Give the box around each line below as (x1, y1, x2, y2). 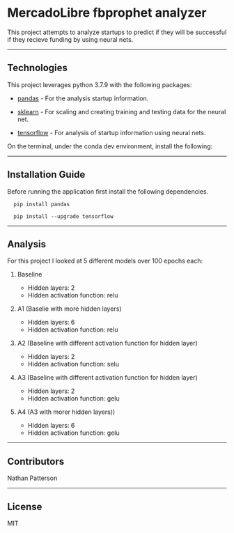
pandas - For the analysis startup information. (17, 94, 149, 102)
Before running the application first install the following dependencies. (7, 187, 209, 196)
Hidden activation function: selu (27, 360, 120, 369)
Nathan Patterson (7, 474, 58, 482)
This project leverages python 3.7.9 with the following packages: (7, 80, 192, 88)
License (7, 500, 42, 513)
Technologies (7, 62, 68, 74)
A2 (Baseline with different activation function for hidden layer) (17, 339, 198, 348)
